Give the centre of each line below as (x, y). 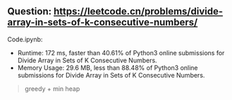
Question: (30, 12)
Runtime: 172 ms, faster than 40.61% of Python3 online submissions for (121, 52)
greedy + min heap (52, 88)
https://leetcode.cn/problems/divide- (138, 12)
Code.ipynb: (25, 39)
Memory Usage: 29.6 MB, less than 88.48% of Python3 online (108, 67)
